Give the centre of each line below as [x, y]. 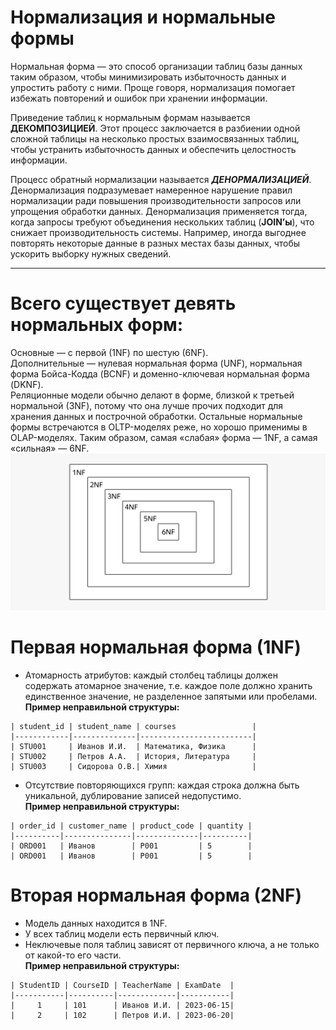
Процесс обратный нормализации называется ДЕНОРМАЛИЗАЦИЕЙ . [161, 179]
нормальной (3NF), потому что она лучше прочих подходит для [147, 405]
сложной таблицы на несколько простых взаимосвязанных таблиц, [155, 138]
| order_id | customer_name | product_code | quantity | [131, 826]
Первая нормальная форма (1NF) [156, 647]
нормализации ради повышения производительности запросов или [156, 200]
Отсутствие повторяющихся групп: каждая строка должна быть [162, 785]
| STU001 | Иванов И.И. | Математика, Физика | [133, 746]
